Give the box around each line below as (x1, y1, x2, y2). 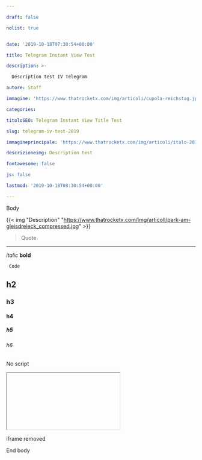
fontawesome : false (6, 161, 55, 167)
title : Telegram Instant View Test (6, 52, 96, 58)
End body (6, 447, 30, 454)
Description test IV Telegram (11, 74, 87, 80)
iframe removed (6, 435, 46, 443)
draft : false (6, 14, 39, 20)
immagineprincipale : (6, 139, 58, 145)
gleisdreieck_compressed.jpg (6, 222, 79, 230)
